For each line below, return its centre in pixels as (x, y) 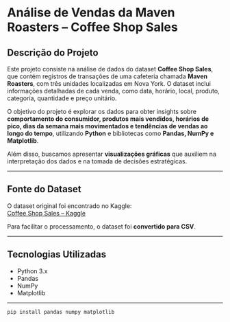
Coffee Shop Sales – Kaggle (47, 213)
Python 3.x (32, 271)
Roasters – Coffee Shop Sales (92, 27)
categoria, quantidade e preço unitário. (62, 98)
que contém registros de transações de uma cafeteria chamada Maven (107, 76)
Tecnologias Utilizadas (57, 254)
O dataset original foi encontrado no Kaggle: (69, 206)
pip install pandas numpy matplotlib (61, 312)
